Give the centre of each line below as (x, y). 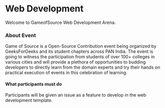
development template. (29, 101)
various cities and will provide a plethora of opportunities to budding (75, 62)
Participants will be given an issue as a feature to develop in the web (76, 95)
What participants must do (34, 84)
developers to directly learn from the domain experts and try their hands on (83, 67)
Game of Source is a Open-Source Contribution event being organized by (81, 46)
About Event (20, 35)
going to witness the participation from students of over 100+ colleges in (80, 57)
